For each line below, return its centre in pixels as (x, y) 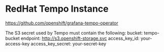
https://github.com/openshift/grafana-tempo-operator (62, 23)
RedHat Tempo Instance (57, 9)
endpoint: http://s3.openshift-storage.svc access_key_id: (80, 38)
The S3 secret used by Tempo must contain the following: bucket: (74, 33)
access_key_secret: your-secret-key (69, 43)
